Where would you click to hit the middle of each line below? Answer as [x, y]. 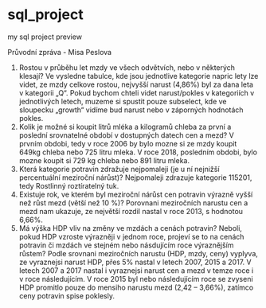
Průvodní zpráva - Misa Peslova [60, 52]
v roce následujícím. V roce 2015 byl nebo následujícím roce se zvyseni [136, 279]
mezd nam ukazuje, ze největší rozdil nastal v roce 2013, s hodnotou [131, 211]
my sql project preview [45, 37]
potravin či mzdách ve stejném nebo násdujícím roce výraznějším [126, 245]
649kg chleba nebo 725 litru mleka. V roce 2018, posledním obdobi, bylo [138, 152]
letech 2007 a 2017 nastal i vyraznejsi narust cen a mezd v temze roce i [136, 270]
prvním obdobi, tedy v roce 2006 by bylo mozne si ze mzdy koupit [128, 143]
